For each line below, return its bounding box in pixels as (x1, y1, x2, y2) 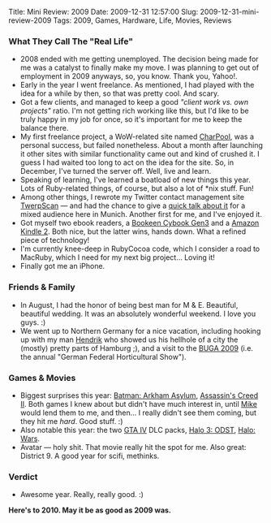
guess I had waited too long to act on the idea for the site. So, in (19, 158, 234, 167)
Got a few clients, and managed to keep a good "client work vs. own (19, 97, 249, 107)
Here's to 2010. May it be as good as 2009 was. (8, 505, 172, 515)
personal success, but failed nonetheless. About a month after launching (19, 140, 264, 150)
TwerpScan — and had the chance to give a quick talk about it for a (19, 201, 246, 210)
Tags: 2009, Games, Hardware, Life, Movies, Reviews (53, 15, 232, 25)
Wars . (19, 434, 41, 443)
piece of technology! (19, 236, 90, 245)
